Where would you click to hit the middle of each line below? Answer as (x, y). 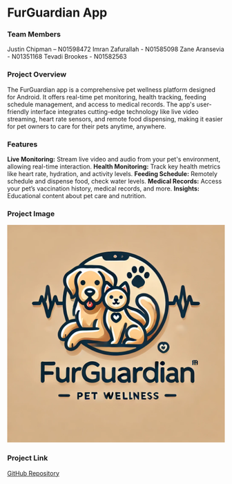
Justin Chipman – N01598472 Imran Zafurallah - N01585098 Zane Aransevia (116, 49)
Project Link (28, 458)
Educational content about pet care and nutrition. (77, 196)
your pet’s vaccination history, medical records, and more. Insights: (104, 188)
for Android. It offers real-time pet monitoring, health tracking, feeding (107, 97)
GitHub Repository (33, 473)
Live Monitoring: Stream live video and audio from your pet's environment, (114, 159)
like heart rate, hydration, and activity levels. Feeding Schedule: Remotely (112, 174)
